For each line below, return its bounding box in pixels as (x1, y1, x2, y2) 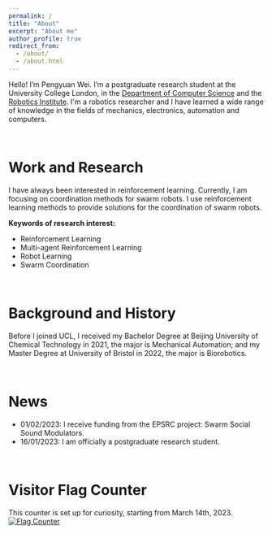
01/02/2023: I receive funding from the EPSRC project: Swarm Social (19, 419, 251, 429)
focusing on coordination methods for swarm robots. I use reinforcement (8, 193, 252, 203)
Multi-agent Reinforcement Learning (19, 242, 142, 252)
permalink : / (8, 11, 53, 20)
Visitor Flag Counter (8, 480, 148, 499)
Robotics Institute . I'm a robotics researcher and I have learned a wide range (8, 97, 264, 106)
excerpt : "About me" (8, 27, 79, 35)
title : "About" (8, 20, 60, 28)
